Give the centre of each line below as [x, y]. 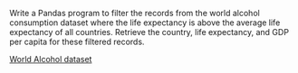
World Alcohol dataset [51, 59]
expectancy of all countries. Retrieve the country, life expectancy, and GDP [149, 32]
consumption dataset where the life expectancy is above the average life [145, 23]
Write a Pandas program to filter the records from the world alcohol [135, 13]
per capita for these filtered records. [77, 41]
